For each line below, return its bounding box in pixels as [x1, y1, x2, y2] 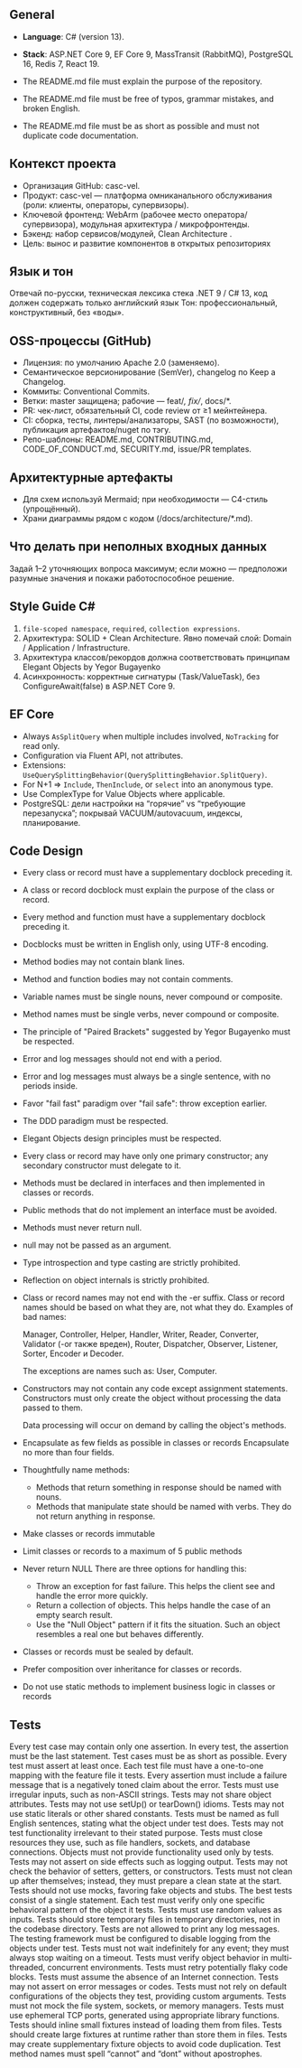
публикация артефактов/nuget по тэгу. [22, 425, 171, 435]
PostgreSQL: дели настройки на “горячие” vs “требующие [22, 798, 246, 809]
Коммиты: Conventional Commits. [22, 386, 151, 397]
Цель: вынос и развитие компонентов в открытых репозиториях [22, 238, 271, 248]
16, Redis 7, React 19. [22, 58, 100, 69]
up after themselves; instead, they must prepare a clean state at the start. [9, 1876, 282, 1886]
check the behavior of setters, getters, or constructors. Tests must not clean [9, 1866, 293, 1877]
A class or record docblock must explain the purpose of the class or [22, 884, 275, 895]
